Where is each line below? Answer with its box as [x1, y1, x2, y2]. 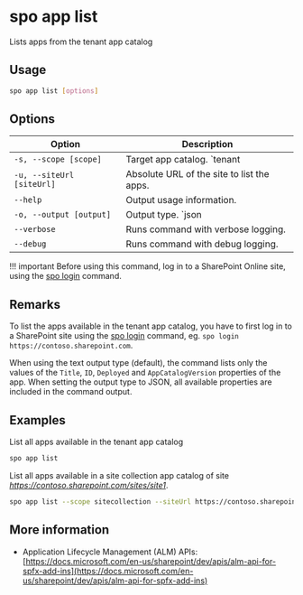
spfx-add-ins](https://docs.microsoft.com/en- [22, 565, 194, 576]
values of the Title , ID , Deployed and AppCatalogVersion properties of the [9, 367, 281, 378]
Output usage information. [125, 194, 237, 207]
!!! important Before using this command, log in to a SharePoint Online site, [9, 261, 286, 272]
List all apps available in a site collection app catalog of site [9, 469, 230, 480]
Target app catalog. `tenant [125, 153, 241, 166]
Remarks [9, 296, 61, 312]
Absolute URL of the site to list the [125, 168, 270, 181]
